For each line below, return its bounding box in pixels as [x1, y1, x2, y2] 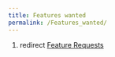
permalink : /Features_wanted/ [8, 19, 108, 27]
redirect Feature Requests [19, 40, 104, 49]
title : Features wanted [8, 11, 87, 20]
